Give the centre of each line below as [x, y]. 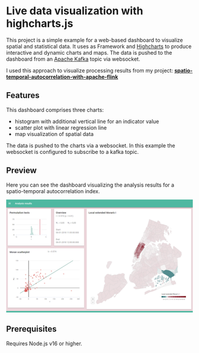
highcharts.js [40, 23]
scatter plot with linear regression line [61, 127]
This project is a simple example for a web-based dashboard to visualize [95, 40]
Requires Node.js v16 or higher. [44, 343]
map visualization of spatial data [54, 134]
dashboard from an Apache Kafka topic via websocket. [73, 59]
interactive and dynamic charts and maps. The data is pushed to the [89, 52]
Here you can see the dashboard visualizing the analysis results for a [90, 185]
